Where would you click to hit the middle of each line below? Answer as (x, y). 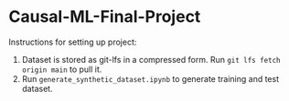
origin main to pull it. (62, 69)
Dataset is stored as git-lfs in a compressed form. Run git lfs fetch (151, 59)
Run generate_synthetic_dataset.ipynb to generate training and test (150, 78)
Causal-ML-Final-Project (105, 17)
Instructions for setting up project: (73, 42)
